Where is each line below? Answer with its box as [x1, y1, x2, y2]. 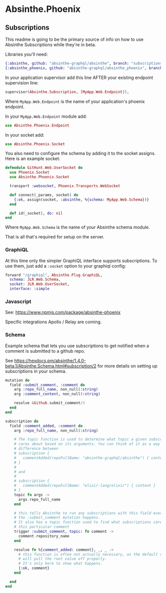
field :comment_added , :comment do [9, 423, 83, 428]
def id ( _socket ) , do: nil [9, 211, 63, 216]
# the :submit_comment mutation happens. [14, 515, 100, 520]
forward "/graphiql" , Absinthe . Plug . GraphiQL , [5, 272, 103, 278]
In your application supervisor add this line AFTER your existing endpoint [5, 74, 153, 80]
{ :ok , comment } [18, 566, 50, 571]
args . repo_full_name [18, 497, 61, 502]
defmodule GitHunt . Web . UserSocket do [5, 165, 83, 170]
